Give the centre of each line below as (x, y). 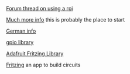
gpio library (20, 42)
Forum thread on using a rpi (40, 8)
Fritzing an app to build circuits (43, 65)
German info (21, 31)
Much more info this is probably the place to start (66, 20)
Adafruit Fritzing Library (35, 54)
